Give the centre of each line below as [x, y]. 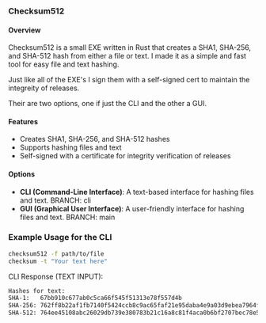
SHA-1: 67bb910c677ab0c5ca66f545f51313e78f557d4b [95, 298]
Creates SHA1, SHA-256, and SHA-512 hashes [95, 139]
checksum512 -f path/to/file [56, 254]
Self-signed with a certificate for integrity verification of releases [125, 156]
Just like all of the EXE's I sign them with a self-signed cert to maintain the [129, 80]
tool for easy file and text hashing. [64, 64]
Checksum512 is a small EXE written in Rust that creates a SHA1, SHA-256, [130, 47]
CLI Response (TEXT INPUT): [56, 276]
